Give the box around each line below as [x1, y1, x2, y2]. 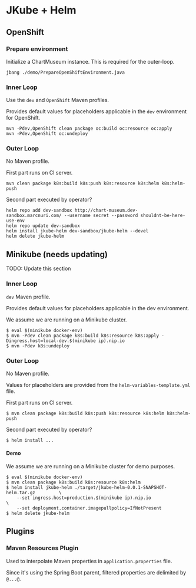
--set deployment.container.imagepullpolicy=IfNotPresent [16, 505, 162, 511]
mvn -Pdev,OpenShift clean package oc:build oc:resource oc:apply [6, 126, 172, 132]
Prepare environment [6, 45, 68, 53]
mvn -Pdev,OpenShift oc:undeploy [6, 131, 88, 137]
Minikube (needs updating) [6, 249, 108, 259]
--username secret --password [64, 213, 138, 219]
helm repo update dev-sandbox [6, 223, 81, 229]
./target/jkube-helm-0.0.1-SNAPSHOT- [74, 485, 167, 491]
